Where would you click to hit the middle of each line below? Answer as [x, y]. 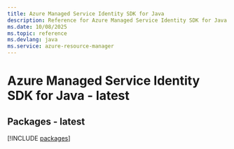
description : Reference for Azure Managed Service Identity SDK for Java [117, 20]
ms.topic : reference [37, 33]
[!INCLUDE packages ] [39, 138]
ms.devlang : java [33, 40]
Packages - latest [46, 121]
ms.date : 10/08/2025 [37, 27]
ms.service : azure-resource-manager [61, 46]
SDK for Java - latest [68, 96]
